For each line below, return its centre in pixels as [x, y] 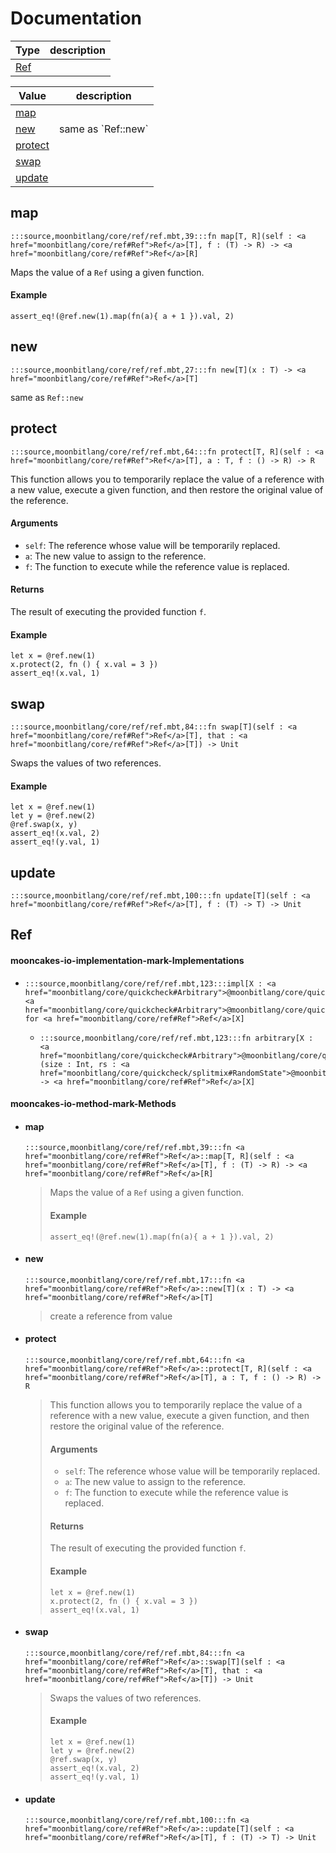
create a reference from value [111, 1316]
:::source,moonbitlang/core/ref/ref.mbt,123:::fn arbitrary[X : [176, 1038]
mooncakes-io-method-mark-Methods [93, 1104]
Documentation [76, 18]
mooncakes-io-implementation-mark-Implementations [127, 960]
